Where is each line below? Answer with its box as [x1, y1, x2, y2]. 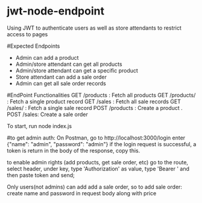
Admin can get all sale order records [15, 80, 106, 87]
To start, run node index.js [7, 122, 72, 129]
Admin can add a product [15, 54, 79, 61]
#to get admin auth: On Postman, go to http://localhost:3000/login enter [7, 134, 186, 141]
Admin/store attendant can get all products [15, 60, 122, 68]
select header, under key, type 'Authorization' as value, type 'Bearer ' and [7, 165, 189, 172]
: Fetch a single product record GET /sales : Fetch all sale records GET [7, 98, 181, 105]
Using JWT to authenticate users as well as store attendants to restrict [7, 24, 181, 31]
